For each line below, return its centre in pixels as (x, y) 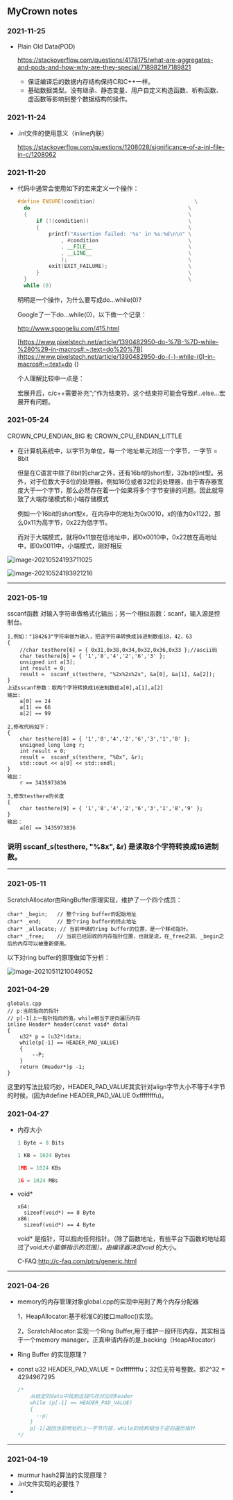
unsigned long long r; (52, 745)
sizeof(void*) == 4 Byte (60, 1224)
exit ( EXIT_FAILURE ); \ (120, 267)
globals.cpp (24, 1004)
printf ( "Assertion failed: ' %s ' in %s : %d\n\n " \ (120, 234)
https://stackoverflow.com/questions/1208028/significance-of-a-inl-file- (121, 147)
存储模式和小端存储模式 (75, 498)
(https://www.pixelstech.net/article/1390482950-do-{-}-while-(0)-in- (116, 356)
